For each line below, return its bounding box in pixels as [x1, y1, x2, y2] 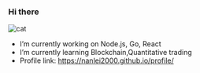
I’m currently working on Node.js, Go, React [19, 39, 161, 49]
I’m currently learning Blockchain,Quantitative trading [19, 48, 193, 57]
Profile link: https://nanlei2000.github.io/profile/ [19, 56, 175, 65]
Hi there [8, 6, 39, 17]
